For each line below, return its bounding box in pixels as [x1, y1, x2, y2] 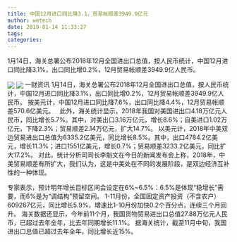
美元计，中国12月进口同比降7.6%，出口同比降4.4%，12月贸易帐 [33, 98, 219, 106]
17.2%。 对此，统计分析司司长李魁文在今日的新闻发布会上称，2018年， [13, 151, 219, 159]
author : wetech [7, 17, 52, 24]
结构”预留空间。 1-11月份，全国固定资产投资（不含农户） [56, 192, 221, 200]
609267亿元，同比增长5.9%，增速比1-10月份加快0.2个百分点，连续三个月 [7, 201, 221, 210]
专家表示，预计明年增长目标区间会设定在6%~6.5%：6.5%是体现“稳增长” [7, 184, 218, 192]
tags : [7, 30, 23, 37]
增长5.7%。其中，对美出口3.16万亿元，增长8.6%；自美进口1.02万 [37, 115, 228, 124]
